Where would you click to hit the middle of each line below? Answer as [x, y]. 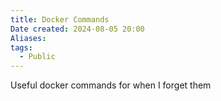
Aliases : [28, 38]
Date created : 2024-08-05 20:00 [77, 29]
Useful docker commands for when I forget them [111, 85]
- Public [37, 57]
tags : [21, 47]
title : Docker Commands [60, 19]
